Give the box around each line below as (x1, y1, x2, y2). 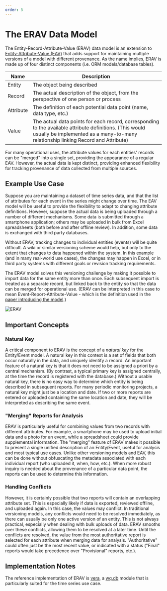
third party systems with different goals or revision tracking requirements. (5, 261, 156, 267)
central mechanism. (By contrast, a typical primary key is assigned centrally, (5, 368, 162, 374)
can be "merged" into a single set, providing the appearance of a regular (5, 155, 154, 161)
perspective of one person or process (32, 96, 121, 102)
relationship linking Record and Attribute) (32, 136, 128, 143)
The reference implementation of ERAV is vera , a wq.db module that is (5, 575, 149, 581)
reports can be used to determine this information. (5, 471, 108, 477)
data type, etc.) (32, 110, 69, 117)
